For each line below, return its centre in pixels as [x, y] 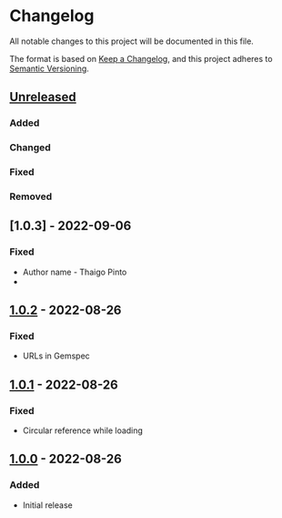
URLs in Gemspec [56, 356]
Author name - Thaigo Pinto [75, 272]
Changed [30, 148]
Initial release [47, 505]
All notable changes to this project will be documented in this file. [132, 41]
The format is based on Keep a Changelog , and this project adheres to [141, 58]
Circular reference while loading [83, 430]
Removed [31, 197]
